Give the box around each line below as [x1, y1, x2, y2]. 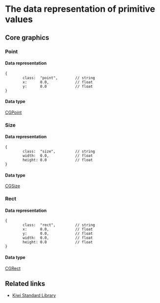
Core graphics [5, 33, 49, 42]
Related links [5, 279, 46, 288]
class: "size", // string [23, 149, 95, 154]
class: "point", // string [23, 75, 95, 80]
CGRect [5, 265, 21, 271]
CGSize [5, 183, 21, 189]
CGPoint [5, 109, 22, 115]
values [5, 14, 33, 25]
